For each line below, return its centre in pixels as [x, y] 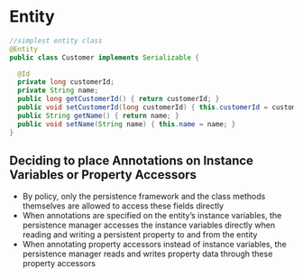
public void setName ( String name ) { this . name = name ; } [127, 124]
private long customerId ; [66, 82]
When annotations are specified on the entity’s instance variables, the [152, 216]
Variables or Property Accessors [103, 175]
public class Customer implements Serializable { [105, 57]
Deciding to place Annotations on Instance [132, 160]
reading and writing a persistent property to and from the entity [140, 235]
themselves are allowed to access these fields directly [123, 206]
